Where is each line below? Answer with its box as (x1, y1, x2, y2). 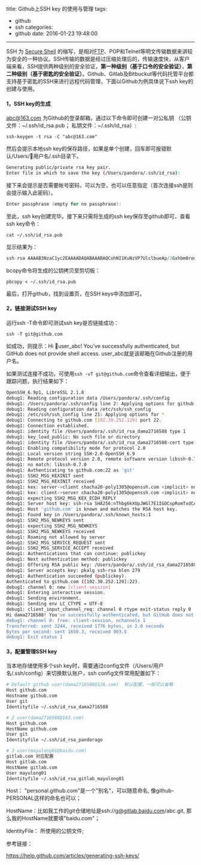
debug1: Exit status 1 (6, 634, 63, 640)
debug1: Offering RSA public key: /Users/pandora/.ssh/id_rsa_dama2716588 (6, 562, 197, 568)
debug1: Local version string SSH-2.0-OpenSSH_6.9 (6, 450, 135, 456)
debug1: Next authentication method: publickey (6, 556, 127, 562)
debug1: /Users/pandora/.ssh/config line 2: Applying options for (6, 400, 175, 407)
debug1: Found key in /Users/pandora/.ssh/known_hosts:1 (6, 512, 151, 518)
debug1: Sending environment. (6, 595, 82, 601)
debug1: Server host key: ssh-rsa (6, 501, 93, 507)
